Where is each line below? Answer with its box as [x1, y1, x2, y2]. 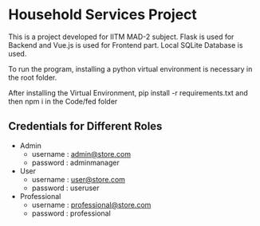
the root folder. [8, 72, 57, 82]
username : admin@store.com [31, 149, 132, 158]
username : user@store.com [31, 174, 126, 184]
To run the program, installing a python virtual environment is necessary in [8, 64, 253, 73]
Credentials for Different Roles [8, 119, 163, 133]
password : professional [31, 208, 112, 218]
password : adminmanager [31, 158, 120, 167]
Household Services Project [8, 6, 198, 24]
